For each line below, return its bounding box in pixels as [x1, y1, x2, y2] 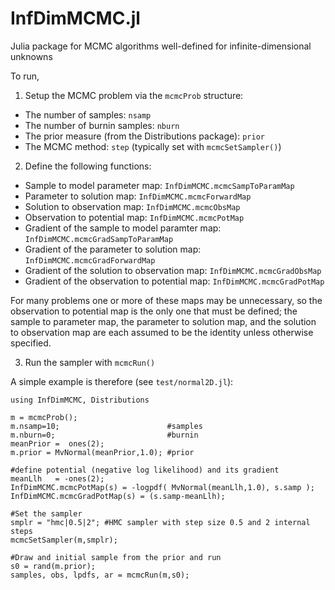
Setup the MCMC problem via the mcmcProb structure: [24, 89, 244, 101]
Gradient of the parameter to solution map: [24, 243, 202, 255]
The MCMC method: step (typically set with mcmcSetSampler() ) [24, 140, 282, 152]
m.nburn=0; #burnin [10, 430, 199, 440]
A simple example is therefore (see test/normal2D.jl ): [10, 375, 234, 387]
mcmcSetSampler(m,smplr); [10, 535, 118, 545]
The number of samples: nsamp [24, 108, 152, 121]
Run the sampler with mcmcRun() [24, 356, 156, 368]
